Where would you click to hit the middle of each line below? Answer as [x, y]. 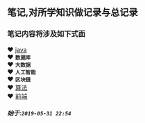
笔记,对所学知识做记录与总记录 [73, 13]
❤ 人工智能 [22, 72]
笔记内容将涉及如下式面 [46, 34]
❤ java [17, 49]
